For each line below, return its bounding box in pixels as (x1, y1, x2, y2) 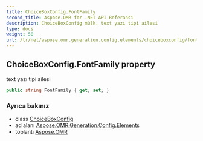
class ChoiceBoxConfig (14, 115, 74, 122)
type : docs (6, 25, 34, 32)
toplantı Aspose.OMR (14, 128, 68, 135)
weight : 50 (6, 31, 34, 38)
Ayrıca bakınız (6, 101, 50, 110)
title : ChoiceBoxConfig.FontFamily (6, 8, 96, 15)
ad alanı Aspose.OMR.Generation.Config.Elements (14, 122, 140, 129)
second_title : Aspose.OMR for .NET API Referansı (6, 15, 134, 21)
